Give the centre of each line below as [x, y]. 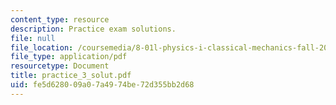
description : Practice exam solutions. [93, 29]
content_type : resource [60, 19]
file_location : [42, 47]
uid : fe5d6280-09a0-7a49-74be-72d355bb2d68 [102, 85]
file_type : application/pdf [69, 57]
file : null [33, 38]
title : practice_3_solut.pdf [71, 76]
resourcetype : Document [60, 66]
